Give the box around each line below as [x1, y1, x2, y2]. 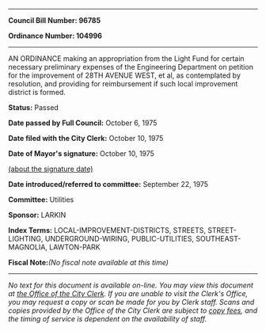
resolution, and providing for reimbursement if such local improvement [8, 79, 238, 88]
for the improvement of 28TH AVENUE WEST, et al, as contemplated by [8, 70, 241, 80]
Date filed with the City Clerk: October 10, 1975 [8, 134, 164, 143]
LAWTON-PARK [48, 242, 101, 252]
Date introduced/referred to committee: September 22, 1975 [8, 180, 208, 188]
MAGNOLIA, [8, 242, 47, 252]
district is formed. [8, 88, 66, 97]
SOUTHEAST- [195, 234, 241, 243]
